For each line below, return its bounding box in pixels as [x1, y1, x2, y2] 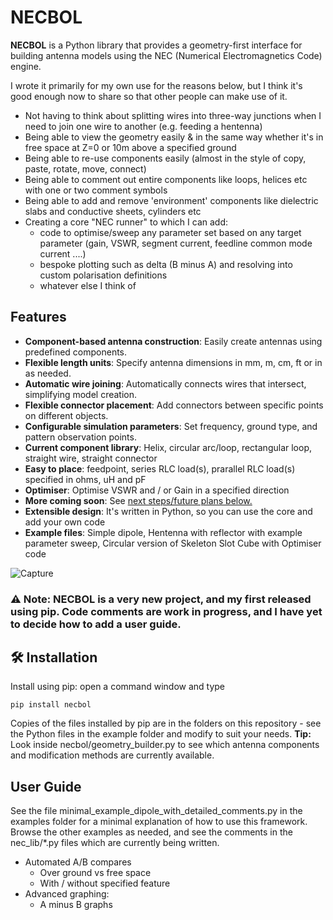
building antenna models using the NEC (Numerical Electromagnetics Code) [10, 49, 323, 61]
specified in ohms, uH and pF [24, 473, 147, 485]
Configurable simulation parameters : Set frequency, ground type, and [24, 420, 318, 432]
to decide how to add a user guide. [10, 617, 182, 631]
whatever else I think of [39, 279, 137, 291]
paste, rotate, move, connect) [24, 162, 147, 175]
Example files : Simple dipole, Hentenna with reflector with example [24, 526, 303, 538]
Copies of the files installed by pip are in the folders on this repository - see [10, 717, 322, 730]
